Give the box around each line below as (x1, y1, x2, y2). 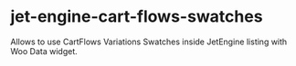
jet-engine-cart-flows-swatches (10, 6, 263, 27)
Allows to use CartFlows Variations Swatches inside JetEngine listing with (10, 36, 288, 47)
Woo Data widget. (10, 45, 79, 56)
